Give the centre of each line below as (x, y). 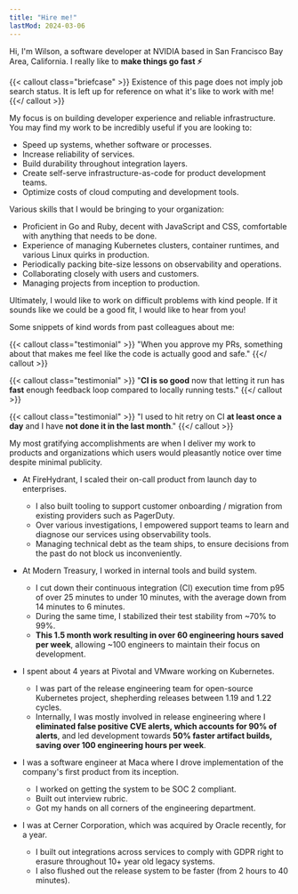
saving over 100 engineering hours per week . (121, 745)
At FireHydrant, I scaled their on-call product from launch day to (139, 479)
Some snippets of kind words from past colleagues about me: (122, 326)
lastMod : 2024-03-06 (48, 26)
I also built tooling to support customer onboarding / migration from (159, 506)
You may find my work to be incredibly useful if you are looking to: (131, 127)
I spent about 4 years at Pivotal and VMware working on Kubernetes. (148, 671)
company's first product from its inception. (101, 771)
